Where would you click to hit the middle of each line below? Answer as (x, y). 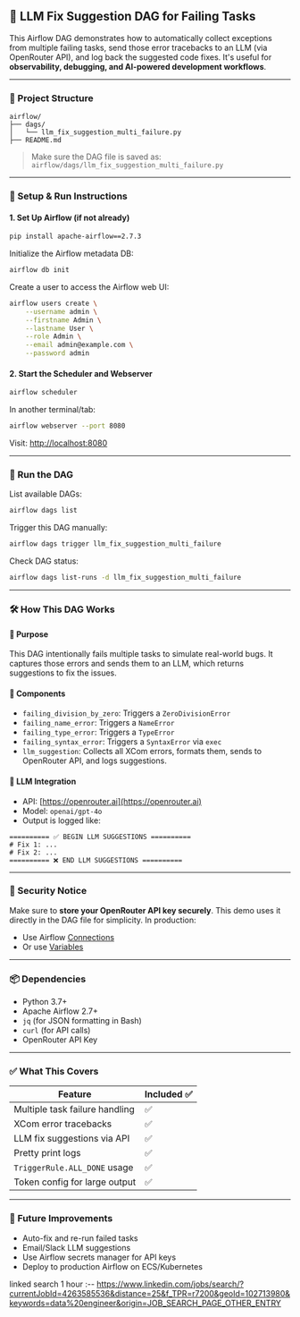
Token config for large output (75, 1182)
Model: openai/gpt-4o (62, 811)
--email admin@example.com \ (79, 345)
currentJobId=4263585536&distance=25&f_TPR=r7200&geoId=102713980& (150, 1293)
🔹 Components (37, 693)
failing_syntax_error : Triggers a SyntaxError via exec (122, 742)
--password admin (58, 353)
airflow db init (39, 270)
